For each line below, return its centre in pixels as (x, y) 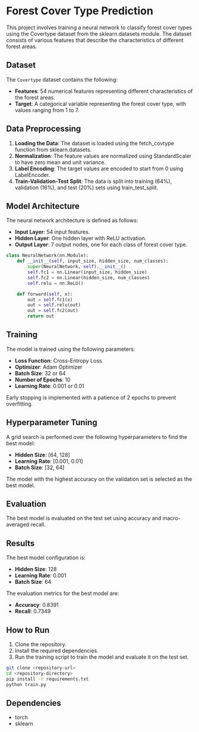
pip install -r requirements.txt (48, 679)
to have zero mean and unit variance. (60, 162)
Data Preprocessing (44, 129)
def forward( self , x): (45, 294)
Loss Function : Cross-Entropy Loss (58, 360)
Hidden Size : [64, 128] (42, 454)
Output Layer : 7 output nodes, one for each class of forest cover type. (101, 245)
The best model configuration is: (46, 557)
